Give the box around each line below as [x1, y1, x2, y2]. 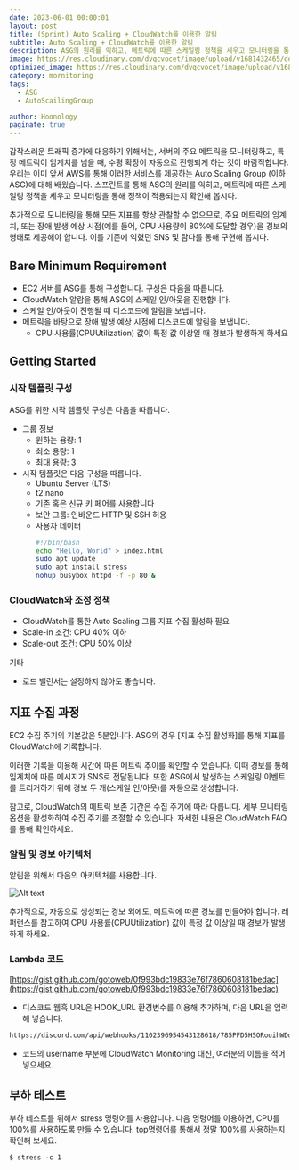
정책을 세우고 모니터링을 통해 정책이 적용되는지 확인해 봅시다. [25, 191, 238, 202]
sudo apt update [35, 555, 96, 564]
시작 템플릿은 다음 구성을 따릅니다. [21, 467, 141, 478]
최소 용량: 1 [35, 445, 75, 456]
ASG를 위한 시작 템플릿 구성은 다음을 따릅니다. [9, 404, 171, 415]
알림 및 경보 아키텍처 [9, 848, 92, 861]
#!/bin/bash [35, 538, 80, 547]
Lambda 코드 [9, 953, 64, 966]
